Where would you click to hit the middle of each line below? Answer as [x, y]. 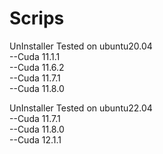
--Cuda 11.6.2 [37, 67]
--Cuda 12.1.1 [35, 139]
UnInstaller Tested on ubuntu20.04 [81, 46]
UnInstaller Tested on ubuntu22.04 [81, 108]
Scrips [37, 18]
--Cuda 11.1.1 [35, 56]
